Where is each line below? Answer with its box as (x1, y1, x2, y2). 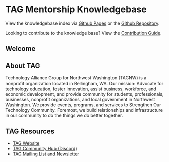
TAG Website (12, 140, 40, 146)
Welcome (5, 44, 36, 53)
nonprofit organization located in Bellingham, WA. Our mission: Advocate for (5, 80, 164, 87)
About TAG (5, 61, 40, 70)
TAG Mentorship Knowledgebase (5, 4, 147, 15)
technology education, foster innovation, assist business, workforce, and (5, 86, 156, 92)
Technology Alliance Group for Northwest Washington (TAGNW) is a (5, 75, 147, 81)
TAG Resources (5, 127, 55, 135)
